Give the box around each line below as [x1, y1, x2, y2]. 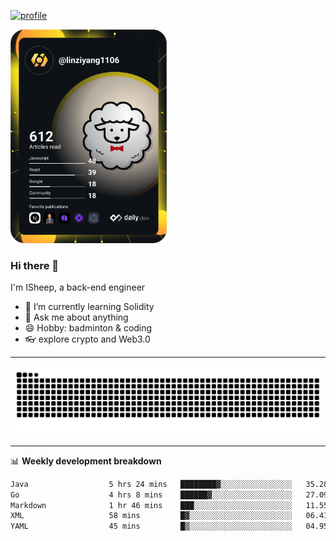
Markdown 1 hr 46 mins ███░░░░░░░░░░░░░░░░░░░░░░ [10, 500, 293, 510]
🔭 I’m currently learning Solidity [24, 301, 155, 313]
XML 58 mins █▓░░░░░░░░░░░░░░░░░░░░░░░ [10, 511, 293, 521]
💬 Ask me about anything [24, 311, 129, 324]
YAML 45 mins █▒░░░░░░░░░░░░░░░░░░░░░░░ [10, 521, 293, 532]
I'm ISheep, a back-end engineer [10, 281, 146, 294]
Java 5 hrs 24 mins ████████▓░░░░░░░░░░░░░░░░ [10, 479, 293, 489]
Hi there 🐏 [10, 258, 60, 272]
